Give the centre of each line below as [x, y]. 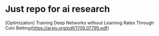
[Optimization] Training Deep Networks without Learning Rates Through [80, 23]
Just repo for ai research [58, 9]
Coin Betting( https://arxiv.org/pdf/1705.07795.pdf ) [57, 28]
